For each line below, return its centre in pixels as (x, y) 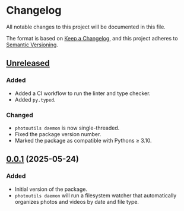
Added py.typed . (35, 99)
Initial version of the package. (51, 189)
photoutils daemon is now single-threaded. (67, 128)
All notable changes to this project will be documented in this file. (86, 27)
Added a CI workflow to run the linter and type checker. (83, 93)
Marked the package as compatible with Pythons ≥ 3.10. (83, 140)
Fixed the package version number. (58, 134)
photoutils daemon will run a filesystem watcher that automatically (96, 195)
